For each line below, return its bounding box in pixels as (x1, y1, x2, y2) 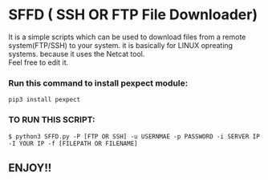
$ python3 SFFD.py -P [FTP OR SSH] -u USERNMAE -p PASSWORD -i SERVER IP (8, 132, 261, 141)
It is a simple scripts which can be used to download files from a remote (8, 32, 246, 42)
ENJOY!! (8, 161, 52, 174)
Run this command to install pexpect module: (8, 78, 189, 89)
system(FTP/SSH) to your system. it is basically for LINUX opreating (8, 40, 233, 50)
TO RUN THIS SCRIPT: (8, 114, 95, 126)
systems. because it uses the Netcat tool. (8, 49, 145, 58)
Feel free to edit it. (8, 58, 69, 67)
